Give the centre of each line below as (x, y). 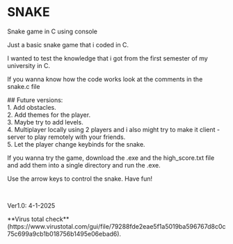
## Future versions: (35, 100)
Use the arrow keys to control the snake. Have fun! (80, 179)
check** (57, 219)
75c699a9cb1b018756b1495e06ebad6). (64, 234)
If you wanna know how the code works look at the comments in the (105, 79)
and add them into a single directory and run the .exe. (84, 165)
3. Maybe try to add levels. (45, 122)
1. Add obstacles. (32, 107)
